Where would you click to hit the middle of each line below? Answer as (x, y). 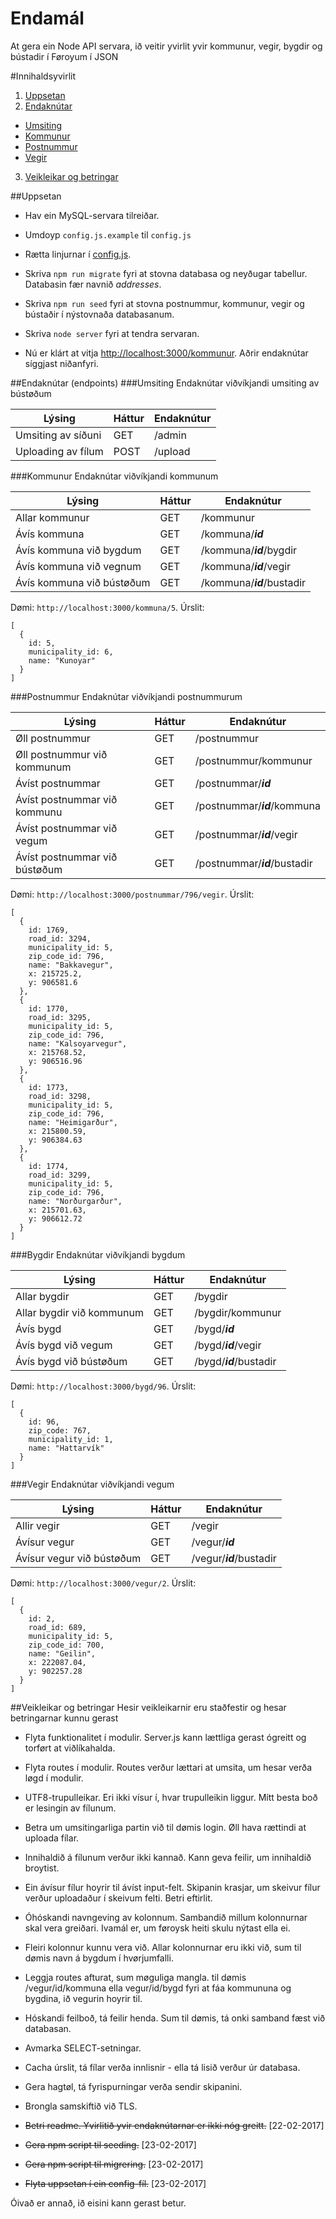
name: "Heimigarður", (73, 1122)
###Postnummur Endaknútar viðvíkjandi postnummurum (126, 696)
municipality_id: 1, (71, 1439)
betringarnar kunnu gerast (64, 1718)
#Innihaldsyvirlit (43, 76)
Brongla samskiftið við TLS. (81, 2106)
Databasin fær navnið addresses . (93, 284)
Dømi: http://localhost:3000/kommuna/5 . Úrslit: (107, 607)
